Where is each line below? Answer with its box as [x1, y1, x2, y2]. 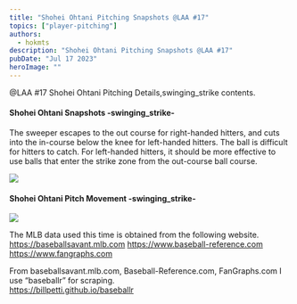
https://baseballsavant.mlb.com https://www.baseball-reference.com [9, 239, 263, 250]
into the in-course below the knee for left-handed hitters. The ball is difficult [9, 137, 288, 148]
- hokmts [17, 37, 50, 47]
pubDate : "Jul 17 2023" [9, 54, 98, 63]
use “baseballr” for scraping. [9, 275, 115, 286]
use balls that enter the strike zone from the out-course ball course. [9, 156, 258, 167]
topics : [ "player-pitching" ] [9, 21, 118, 30]
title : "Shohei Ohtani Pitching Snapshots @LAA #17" [9, 12, 210, 22]
